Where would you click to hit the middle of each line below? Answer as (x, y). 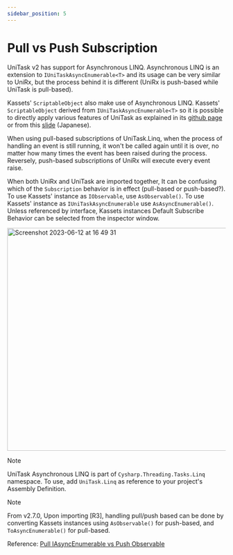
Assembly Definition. (37, 488)
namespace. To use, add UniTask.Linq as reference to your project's (105, 481)
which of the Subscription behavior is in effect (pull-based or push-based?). (116, 189)
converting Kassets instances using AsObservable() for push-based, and (111, 523)
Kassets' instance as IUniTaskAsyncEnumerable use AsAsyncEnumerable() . (110, 203)
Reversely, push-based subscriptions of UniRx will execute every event (109, 160)
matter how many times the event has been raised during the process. (107, 153)
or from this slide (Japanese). (49, 125)
